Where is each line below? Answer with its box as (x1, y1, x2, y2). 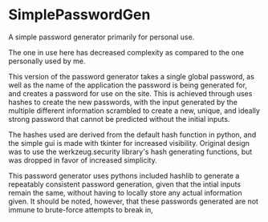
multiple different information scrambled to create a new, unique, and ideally (8, 106, 261, 115)
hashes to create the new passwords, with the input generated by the (8, 97, 238, 107)
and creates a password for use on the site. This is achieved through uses (8, 88, 253, 98)
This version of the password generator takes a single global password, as (8, 71, 255, 81)
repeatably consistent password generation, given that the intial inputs (8, 179, 242, 189)
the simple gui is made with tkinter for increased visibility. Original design (8, 138, 250, 147)
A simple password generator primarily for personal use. (8, 32, 195, 42)
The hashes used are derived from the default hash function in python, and (8, 130, 257, 139)
